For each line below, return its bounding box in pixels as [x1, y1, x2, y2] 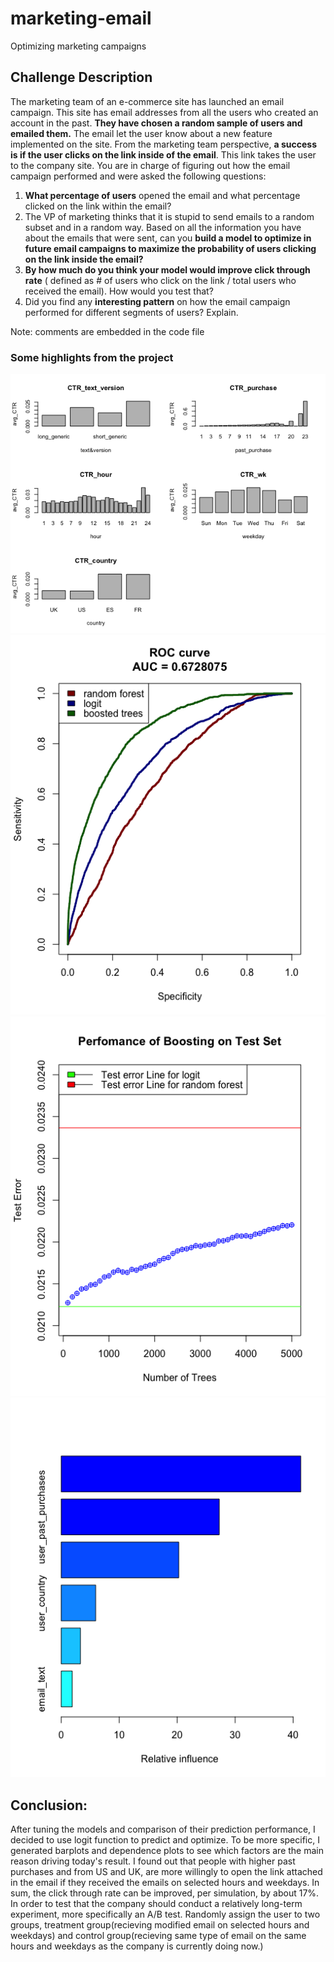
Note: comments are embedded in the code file [10, 325, 205, 337]
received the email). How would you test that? [24, 285, 214, 297]
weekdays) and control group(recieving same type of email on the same [10, 1930, 307, 1942]
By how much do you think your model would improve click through [24, 263, 311, 276]
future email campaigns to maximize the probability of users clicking [24, 242, 317, 254]
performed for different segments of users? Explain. [24, 306, 239, 318]
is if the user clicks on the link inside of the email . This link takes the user [10, 148, 317, 161]
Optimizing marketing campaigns [10, 40, 147, 52]
